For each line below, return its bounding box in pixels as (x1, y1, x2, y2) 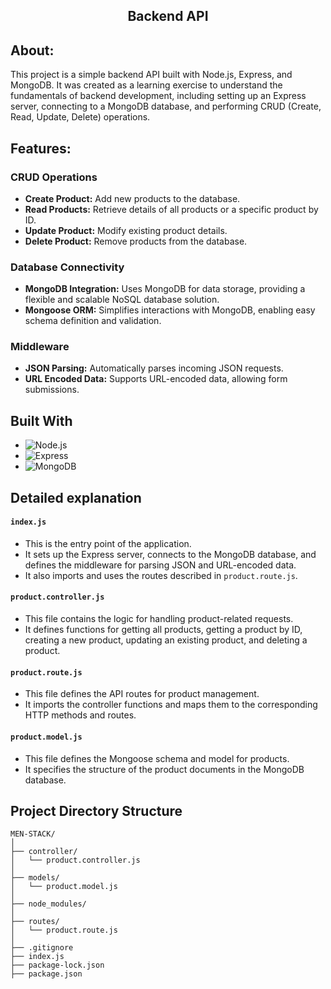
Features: (10, 140, 72, 157)
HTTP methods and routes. (24, 709, 137, 721)
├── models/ (10, 873, 60, 883)
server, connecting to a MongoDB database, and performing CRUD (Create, (10, 100, 322, 113)
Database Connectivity (10, 260, 125, 274)
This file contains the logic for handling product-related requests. (24, 613, 294, 625)
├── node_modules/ (10, 899, 87, 909)
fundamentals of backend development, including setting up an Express (10, 90, 307, 102)
